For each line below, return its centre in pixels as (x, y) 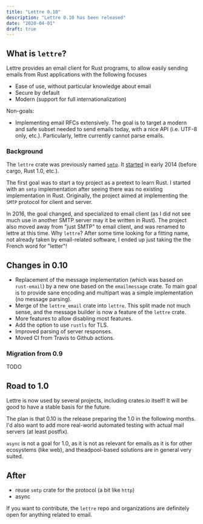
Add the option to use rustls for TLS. (62, 325)
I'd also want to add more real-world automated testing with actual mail (95, 425)
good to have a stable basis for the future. (58, 407)
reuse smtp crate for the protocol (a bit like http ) (75, 490)
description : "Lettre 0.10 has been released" (66, 18)
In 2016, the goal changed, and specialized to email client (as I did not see (98, 214)
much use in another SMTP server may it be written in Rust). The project (96, 220)
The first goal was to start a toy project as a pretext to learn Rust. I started (98, 183)
